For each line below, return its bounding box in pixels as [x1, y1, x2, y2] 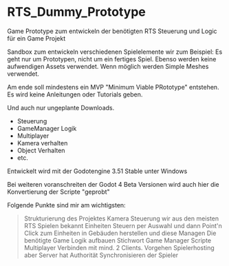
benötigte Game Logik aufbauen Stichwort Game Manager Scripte [23, 236, 212, 245]
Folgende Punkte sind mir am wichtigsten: [7, 201, 126, 209]
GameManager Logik [17, 124, 77, 132]
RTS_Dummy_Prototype [7, 4, 146, 20]
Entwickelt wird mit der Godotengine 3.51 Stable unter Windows [7, 167, 188, 175]
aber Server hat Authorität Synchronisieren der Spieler [23, 251, 179, 259]
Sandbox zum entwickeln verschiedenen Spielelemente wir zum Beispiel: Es [7, 48, 223, 56]
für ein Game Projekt [7, 34, 66, 42]
